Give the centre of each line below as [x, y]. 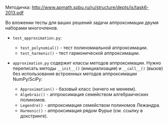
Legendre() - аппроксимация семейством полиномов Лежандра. [90, 105]
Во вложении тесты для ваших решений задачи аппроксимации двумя [82, 23]
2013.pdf [14, 13]
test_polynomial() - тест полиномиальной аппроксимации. [84, 48]
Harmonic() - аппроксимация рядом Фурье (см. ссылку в [81, 111]
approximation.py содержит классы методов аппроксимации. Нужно [87, 63]
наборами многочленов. [32, 28]
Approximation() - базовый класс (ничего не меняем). [78, 89]
